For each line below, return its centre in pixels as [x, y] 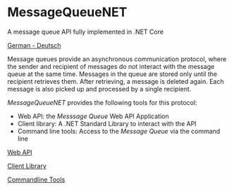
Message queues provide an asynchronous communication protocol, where [117, 59]
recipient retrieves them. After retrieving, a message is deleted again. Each [116, 81]
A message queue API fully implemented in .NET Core [86, 32]
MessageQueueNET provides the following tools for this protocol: [102, 102]
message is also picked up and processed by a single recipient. [99, 89]
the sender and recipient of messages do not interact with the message [111, 66]
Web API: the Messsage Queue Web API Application [93, 116]
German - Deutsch [34, 45]
